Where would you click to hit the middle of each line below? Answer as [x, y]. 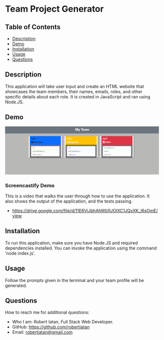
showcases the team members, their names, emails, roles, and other [74, 92]
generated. [16, 285]
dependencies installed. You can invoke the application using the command [81, 248]
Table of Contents [33, 27]
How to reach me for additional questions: [47, 312]
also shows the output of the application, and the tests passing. [69, 201]
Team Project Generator [54, 9]
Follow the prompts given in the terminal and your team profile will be [74, 280]
